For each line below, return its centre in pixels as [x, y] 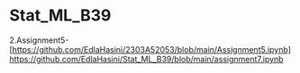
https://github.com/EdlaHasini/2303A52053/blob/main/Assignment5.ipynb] [151, 49]
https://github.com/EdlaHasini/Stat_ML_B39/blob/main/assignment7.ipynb [146, 59]
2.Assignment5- [39, 40]
